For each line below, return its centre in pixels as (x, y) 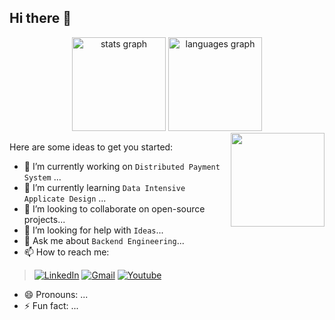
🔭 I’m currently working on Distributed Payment (122, 166)
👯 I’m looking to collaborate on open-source (114, 208)
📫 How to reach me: (66, 252)
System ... (42, 177)
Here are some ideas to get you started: (91, 147)
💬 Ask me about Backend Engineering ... (104, 240)
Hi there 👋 (40, 18)
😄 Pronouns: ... (56, 294)
